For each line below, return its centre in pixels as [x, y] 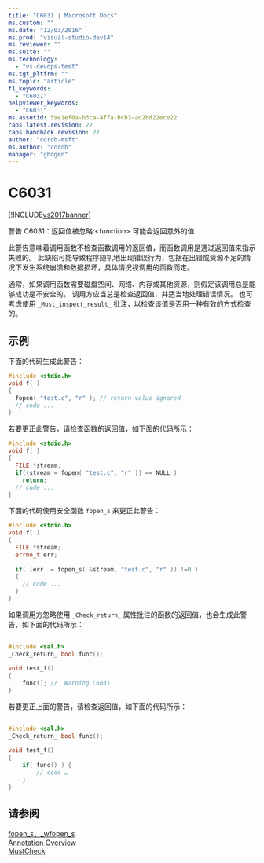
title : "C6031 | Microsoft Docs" [63, 15]
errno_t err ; [37, 555]
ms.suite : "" [29, 52]
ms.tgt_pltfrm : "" [38, 74]
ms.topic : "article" [42, 81]
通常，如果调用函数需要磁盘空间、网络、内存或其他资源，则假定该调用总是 [128, 285]
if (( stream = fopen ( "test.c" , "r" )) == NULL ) [96, 472]
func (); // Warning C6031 [66, 683]
